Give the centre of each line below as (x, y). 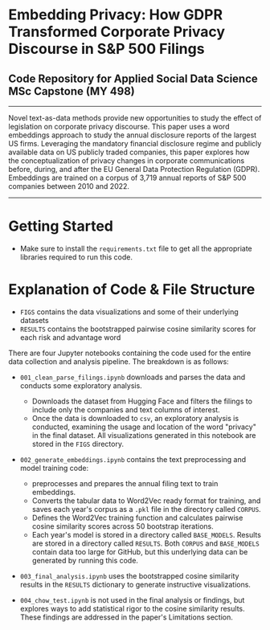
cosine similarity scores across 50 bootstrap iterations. (123, 526)
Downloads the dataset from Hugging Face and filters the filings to (142, 401)
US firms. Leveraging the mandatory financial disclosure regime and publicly (135, 143)
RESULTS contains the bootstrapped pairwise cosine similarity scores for (138, 329)
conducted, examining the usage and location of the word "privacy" (144, 427)
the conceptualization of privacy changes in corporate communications (127, 161)
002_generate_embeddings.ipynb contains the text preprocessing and (133, 459)
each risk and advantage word (70, 337)
